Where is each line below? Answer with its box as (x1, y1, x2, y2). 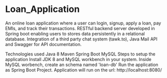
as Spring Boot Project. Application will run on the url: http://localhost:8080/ (5, 66, 162, 73)
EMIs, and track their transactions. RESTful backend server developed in (5, 25, 155, 31)
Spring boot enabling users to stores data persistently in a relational (5, 30, 145, 36)
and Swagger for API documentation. (5, 41, 82, 47)
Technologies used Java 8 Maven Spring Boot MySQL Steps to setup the (5, 51, 155, 57)
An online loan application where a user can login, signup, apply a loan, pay (5, 20, 161, 26)
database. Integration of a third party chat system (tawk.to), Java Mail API (5, 36, 158, 42)
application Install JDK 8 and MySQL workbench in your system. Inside (5, 56, 151, 62)
